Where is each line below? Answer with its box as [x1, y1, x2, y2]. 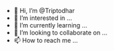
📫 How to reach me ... [13, 37, 78, 44]
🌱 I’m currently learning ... [13, 21, 88, 29]
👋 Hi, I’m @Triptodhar [13, 7, 75, 14]
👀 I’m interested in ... [13, 14, 73, 22]
